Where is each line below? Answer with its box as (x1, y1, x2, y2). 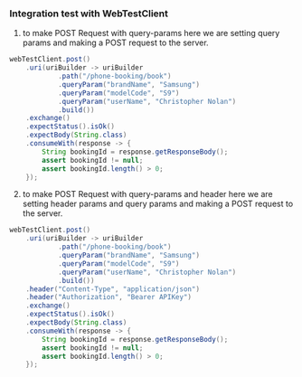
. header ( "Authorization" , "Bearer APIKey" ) (25, 293, 193, 302)
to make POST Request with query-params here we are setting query (22, 28, 280, 39)
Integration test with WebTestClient (9, 7, 169, 20)
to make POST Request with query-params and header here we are (22, 189, 273, 200)
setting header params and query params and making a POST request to (22, 198, 294, 210)
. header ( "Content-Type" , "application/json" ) (25, 284, 201, 294)
